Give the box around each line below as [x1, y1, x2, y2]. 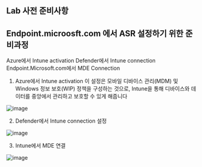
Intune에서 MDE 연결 [15, 142, 66, 149]
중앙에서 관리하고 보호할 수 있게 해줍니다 [31, 93, 128, 100]
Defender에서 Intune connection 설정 [15, 117, 107, 124]
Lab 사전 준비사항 [6, 5, 69, 16]
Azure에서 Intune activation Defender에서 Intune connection [6, 57, 156, 64]
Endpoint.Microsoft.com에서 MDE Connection [6, 64, 120, 72]
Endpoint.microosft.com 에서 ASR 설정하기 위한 [6, 28, 184, 38]
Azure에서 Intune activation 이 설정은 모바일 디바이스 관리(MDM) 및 [15, 78, 178, 85]
